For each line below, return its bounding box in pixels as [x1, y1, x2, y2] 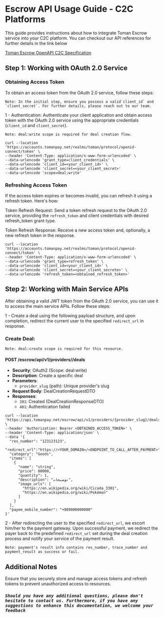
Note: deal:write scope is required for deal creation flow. [5, 132, 132, 137]
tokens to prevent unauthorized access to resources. [5, 581, 111, 587]
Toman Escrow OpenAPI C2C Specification [5, 50, 92, 56]
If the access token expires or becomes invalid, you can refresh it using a [5, 192, 152, 198]
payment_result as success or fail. [5, 550, 80, 554]
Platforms [5, 14, 45, 25]
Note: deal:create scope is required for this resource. [5, 346, 123, 351]
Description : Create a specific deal [12, 373, 83, 379]
